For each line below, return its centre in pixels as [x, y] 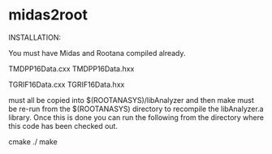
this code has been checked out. [63, 126]
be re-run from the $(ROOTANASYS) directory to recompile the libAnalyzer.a [136, 109]
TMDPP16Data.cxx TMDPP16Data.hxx [71, 68]
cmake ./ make [33, 141]
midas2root [48, 15]
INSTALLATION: [35, 37]
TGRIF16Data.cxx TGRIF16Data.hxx [67, 84]
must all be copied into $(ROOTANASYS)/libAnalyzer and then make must [131, 100]
